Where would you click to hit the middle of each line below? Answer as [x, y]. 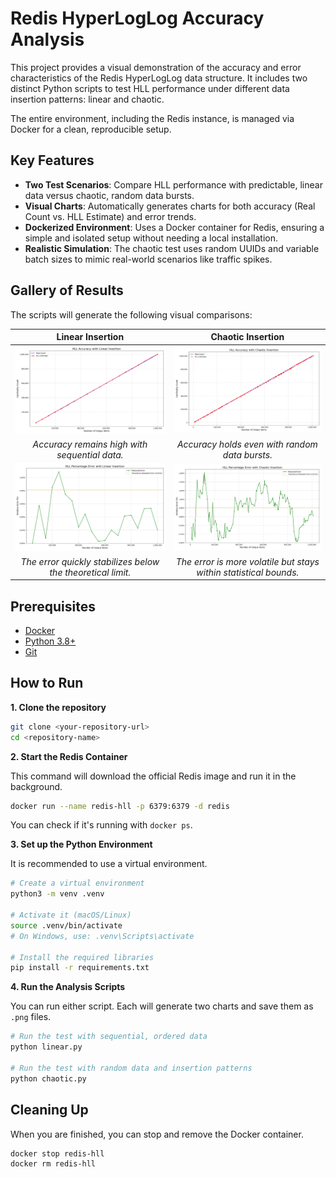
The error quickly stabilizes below [90, 561]
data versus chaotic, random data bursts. [109, 195]
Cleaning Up [49, 1110]
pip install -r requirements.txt [80, 968]
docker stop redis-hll [57, 1153]
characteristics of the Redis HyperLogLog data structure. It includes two [159, 78]
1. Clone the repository [58, 707]
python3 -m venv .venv [57, 894]
